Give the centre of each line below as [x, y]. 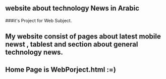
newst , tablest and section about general [72, 44]
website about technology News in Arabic [72, 8]
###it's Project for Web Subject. [39, 20]
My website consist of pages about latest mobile [83, 37]
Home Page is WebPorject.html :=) [61, 70]
